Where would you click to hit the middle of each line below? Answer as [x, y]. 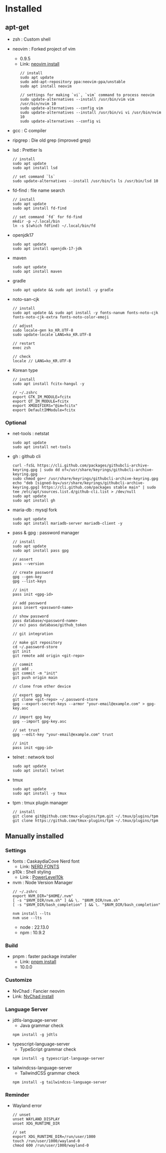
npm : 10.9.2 [32, 932]
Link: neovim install [40, 64]
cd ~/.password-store [35, 647]
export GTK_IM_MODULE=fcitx [41, 397]
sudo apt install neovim [46, 86]
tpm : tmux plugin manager [40, 803]
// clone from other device [41, 686]
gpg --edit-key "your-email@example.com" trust [63, 735]
